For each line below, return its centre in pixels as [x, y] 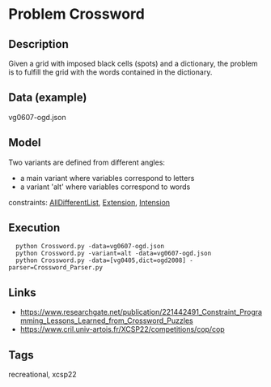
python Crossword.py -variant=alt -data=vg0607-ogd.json [114, 254]
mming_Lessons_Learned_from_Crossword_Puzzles [106, 320]
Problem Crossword [77, 14]
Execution [34, 228]
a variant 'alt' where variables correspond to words [105, 187]
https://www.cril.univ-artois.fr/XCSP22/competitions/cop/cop [122, 329]
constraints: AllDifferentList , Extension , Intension [89, 202]
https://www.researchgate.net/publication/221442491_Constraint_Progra [141, 312]
